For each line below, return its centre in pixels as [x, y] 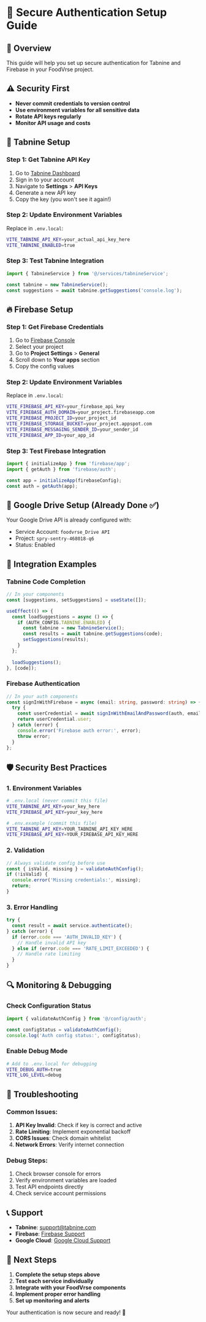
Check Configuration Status [49, 1006]
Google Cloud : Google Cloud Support [63, 1240]
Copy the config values [45, 367]
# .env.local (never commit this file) [57, 801]
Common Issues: [32, 1112]
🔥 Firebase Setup [40, 309]
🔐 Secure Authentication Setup [87, 13]
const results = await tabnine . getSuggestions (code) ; [93, 634]
